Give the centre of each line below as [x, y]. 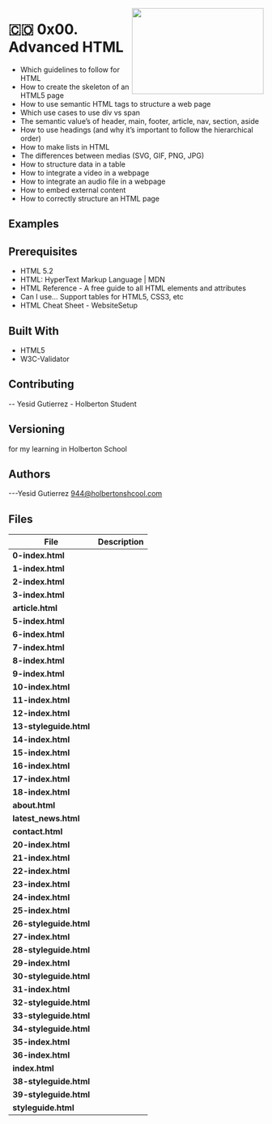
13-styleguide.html [51, 727]
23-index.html [41, 884]
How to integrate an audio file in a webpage [93, 181]
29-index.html [41, 963]
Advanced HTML [66, 47]
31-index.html [41, 990]
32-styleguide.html [51, 1003]
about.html [34, 805]
